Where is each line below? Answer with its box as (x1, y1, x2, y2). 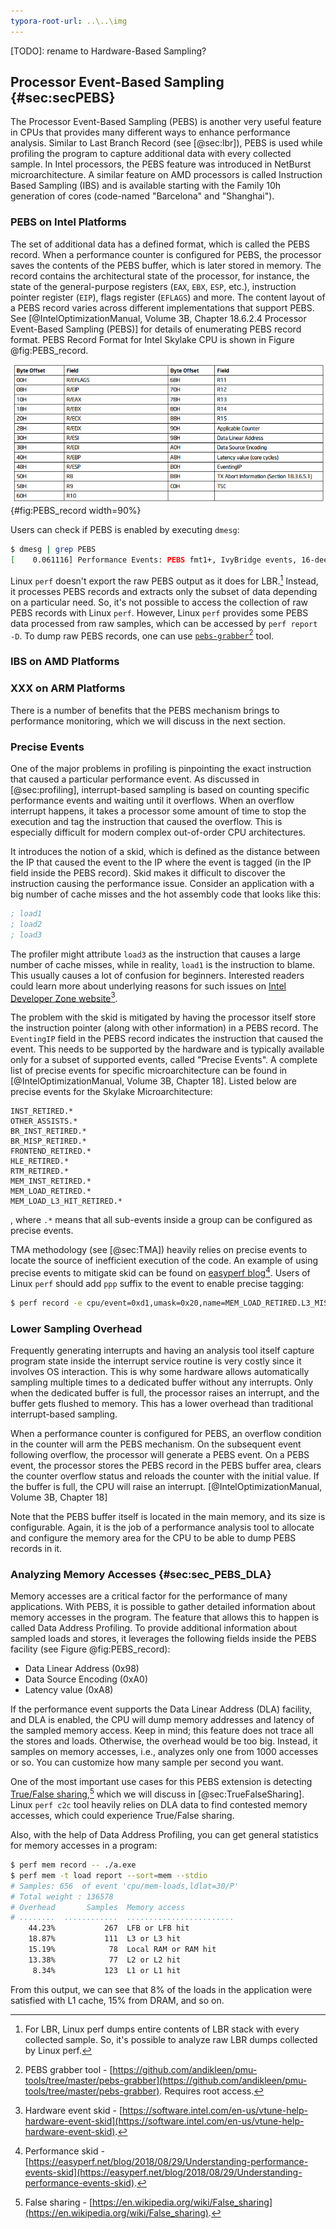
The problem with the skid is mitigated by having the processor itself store (10, 1011, 317, 1024)
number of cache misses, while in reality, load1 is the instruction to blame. (10, 958, 316, 970)
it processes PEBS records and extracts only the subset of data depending (10, 585, 318, 597)
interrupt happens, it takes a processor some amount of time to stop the (10, 805, 307, 817)
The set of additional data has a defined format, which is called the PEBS (10, 238, 310, 250)
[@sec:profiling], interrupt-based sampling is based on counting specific (10, 783, 310, 795)
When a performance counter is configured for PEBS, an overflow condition (10, 1428, 322, 1440)
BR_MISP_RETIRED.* (10, 1136, 87, 1147)
